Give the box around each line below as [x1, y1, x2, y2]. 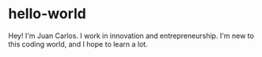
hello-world [8, 5, 87, 23]
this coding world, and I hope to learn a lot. [8, 39, 148, 48]
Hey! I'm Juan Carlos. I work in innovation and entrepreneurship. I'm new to [8, 31, 255, 40]
